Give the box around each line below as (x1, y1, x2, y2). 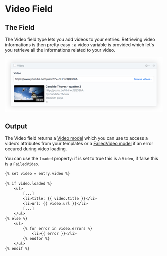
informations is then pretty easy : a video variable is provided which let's (5, 42, 155, 48)
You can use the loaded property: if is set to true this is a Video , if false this (5, 156, 158, 162)
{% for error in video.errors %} (23, 226, 93, 231)
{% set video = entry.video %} (5, 171, 70, 176)
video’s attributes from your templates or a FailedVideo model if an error (5, 141, 153, 147)
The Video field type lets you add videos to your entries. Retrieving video (5, 36, 156, 42)
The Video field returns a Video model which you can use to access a (5, 135, 148, 141)
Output (5, 122, 27, 130)
